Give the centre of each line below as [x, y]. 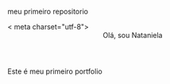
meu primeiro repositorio [48, 11]
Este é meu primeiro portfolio [55, 71]
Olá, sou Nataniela [133, 35]
